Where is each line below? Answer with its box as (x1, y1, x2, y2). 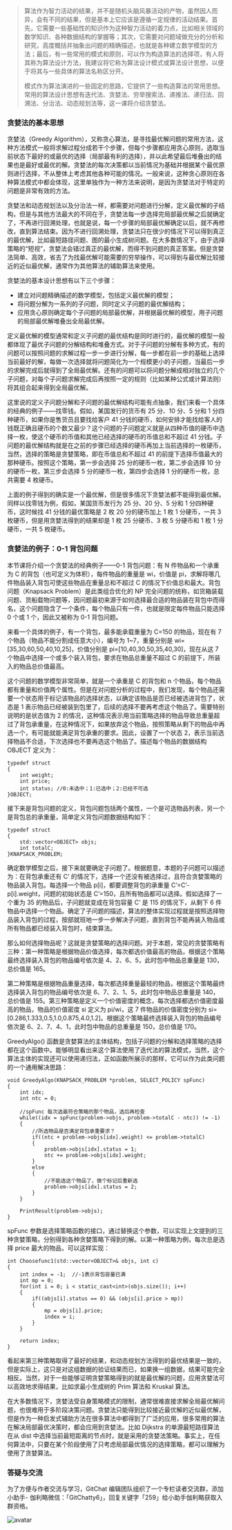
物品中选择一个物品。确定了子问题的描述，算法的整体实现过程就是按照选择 (7, 907, 219, 915)
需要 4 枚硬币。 (12, 476, 57, 484)
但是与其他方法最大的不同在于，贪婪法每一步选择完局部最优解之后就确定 (19, 210, 225, 218)
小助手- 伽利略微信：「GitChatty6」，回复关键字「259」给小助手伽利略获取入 (7, 1493, 223, 1501)
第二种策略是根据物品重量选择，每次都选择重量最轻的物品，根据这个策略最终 (7, 979, 225, 987)
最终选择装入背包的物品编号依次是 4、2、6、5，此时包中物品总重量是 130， (7, 956, 223, 964)
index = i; (43, 1313, 76, 1320)
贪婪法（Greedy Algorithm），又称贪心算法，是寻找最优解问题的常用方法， (7, 135, 218, 144)
